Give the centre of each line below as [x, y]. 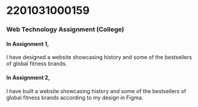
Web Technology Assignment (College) [65, 30]
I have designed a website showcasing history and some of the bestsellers [99, 57]
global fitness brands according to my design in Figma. [75, 97]
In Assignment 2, [28, 77]
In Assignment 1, [28, 44]
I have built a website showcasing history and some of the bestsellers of [96, 91]
